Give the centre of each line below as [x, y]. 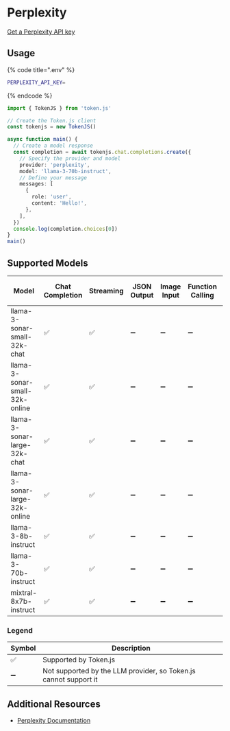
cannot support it [70, 679]
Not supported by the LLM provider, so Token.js [119, 671]
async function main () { [42, 139]
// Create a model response [53, 146]
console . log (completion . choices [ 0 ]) [65, 229]
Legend [20, 630]
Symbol [23, 649]
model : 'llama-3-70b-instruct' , [65, 171]
